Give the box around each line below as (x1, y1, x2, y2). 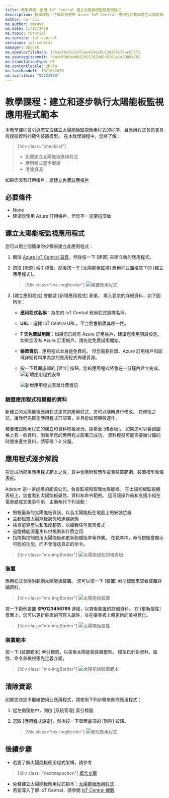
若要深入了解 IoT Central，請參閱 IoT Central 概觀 (12, 787, 115, 793)
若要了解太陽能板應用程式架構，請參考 (12, 759, 92, 765)
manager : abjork (5, 45, 39, 50)
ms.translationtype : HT (5, 59, 55, 64)
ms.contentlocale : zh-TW (5, 64, 57, 69)
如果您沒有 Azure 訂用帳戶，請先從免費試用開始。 (20, 337, 123, 343)
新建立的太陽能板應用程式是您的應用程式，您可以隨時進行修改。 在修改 (5, 409, 152, 415)
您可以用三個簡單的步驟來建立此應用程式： (5, 243, 94, 250)
